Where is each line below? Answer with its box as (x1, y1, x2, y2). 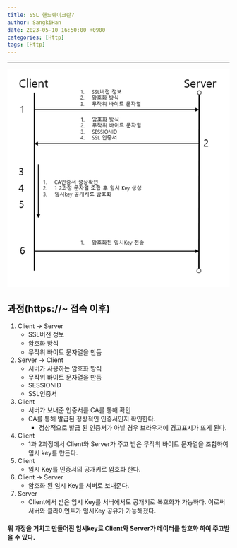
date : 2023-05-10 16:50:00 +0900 (7, 26, 106, 33)
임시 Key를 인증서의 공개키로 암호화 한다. (28, 465, 141, 474)
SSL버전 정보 (28, 330, 65, 339)
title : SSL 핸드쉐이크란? (7, 11, 75, 18)
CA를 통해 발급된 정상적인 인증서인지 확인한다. (28, 414, 156, 424)
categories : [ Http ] (7, 34, 65, 41)
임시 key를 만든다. (28, 449, 78, 457)
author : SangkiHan (7, 18, 61, 26)
